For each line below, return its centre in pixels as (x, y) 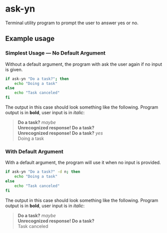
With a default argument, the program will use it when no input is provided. (83, 163)
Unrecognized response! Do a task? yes (60, 133)
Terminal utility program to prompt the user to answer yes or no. (72, 23)
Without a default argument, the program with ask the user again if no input (84, 64)
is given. (14, 69)
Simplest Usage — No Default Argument (55, 53)
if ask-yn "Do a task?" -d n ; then (43, 172)
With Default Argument (34, 151)
